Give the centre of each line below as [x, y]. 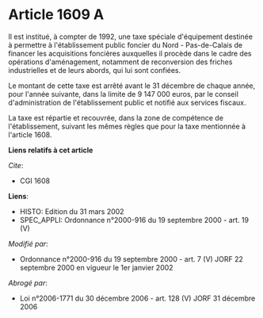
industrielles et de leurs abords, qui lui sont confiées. [95, 70]
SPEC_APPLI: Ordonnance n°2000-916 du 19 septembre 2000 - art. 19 [134, 220]
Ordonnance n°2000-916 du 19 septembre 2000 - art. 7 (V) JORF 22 [131, 259]
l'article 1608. [30, 134]
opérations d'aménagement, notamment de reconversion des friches [120, 62]
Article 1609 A [56, 15]
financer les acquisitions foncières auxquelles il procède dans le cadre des [130, 53]
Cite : [16, 165]
